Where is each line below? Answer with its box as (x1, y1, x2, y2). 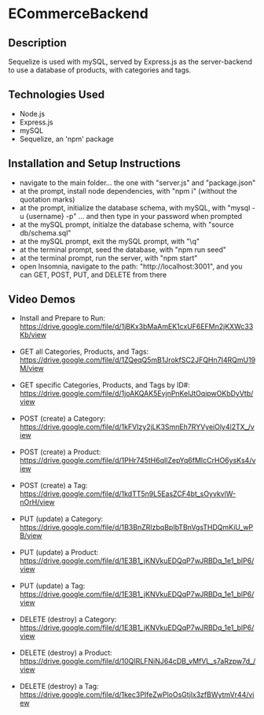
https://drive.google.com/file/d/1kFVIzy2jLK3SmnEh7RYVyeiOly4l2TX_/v (19, 422, 255, 432)
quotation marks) (19, 194, 75, 204)
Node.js (19, 109, 46, 118)
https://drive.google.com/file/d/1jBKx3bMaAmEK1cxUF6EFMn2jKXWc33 (19, 322, 254, 332)
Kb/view (19, 330, 47, 339)
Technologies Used (8, 88, 104, 102)
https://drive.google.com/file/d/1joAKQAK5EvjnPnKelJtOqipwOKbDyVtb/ (19, 389, 254, 398)
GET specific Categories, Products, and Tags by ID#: (19, 380, 190, 390)
